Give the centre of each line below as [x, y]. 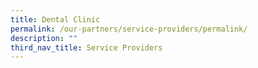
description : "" [44, 38]
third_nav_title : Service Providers [86, 47]
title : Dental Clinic [55, 19]
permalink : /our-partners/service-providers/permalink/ [129, 29]
